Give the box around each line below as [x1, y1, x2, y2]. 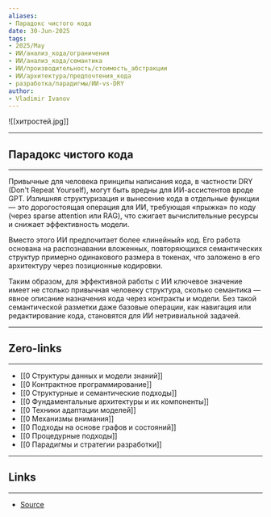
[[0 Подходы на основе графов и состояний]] [19, 422, 177, 432]
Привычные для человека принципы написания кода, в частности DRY [8, 177, 253, 187]
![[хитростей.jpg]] [8, 116, 69, 126]
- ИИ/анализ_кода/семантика [8, 57, 103, 65]
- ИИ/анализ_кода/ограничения [8, 49, 110, 57]
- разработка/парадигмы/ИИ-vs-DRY [8, 79, 125, 87]
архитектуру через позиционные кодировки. [8, 261, 163, 271]
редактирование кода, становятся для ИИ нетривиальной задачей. [8, 311, 240, 321]
